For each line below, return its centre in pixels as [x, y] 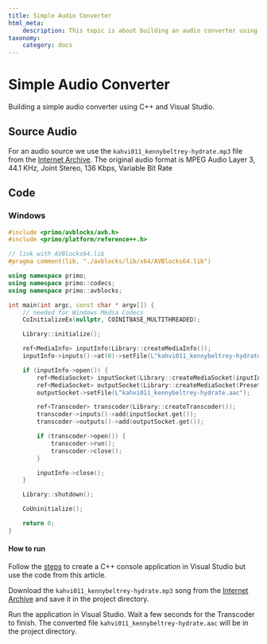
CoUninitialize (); [53, 509]
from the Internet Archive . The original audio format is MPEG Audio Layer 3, [132, 159]
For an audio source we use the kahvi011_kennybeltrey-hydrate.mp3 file [126, 151]
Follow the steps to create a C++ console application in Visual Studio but [127, 567]
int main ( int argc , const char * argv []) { [81, 305]
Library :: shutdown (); [58, 495]
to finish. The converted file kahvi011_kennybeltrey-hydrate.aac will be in [128, 623]
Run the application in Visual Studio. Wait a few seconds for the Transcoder [132, 615]
